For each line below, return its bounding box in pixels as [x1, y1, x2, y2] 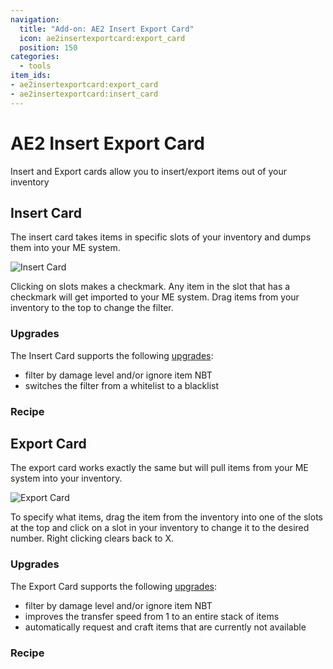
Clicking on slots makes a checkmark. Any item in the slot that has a [10, 281, 291, 293]
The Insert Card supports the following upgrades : [10, 349, 214, 361]
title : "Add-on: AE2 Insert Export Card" [19, 24, 195, 34]
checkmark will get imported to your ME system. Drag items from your [10, 291, 300, 303]
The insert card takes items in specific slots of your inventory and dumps [10, 231, 312, 243]
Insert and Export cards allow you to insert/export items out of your [10, 165, 287, 177]
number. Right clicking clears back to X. [10, 532, 175, 545]
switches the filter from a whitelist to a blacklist [24, 379, 220, 391]
